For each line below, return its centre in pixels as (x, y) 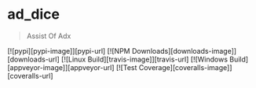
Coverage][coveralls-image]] (185, 67)
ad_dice (34, 14)
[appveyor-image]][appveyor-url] (61, 67)
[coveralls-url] (30, 76)
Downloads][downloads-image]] (184, 51)
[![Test (126, 67)
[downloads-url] (33, 59)
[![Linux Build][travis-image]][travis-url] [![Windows (144, 59)
